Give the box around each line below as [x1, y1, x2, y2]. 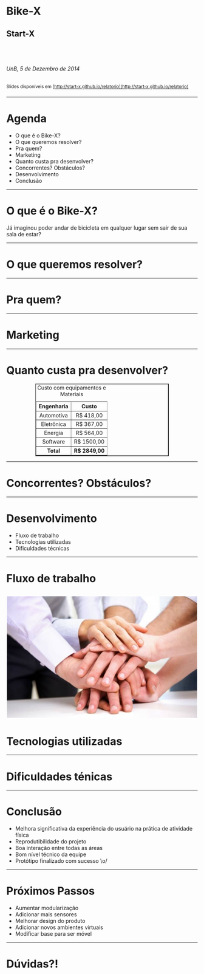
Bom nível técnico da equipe [15, 851, 87, 858]
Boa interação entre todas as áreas [15, 845, 103, 852]
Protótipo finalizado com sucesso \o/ [15, 857, 107, 865]
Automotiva [39, 411, 68, 419]
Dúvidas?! [6, 957, 59, 971]
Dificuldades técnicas [15, 545, 70, 552]
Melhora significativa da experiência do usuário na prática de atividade [15, 825, 193, 832]
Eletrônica [41, 420, 67, 428]
